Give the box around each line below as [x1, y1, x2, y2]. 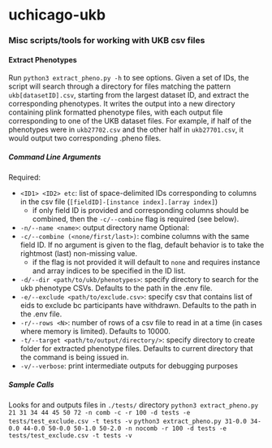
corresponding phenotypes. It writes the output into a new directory [8, 99, 235, 109]
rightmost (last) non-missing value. [19, 249, 138, 259]
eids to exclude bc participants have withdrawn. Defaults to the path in [19, 301, 257, 311]
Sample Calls [8, 380, 54, 389]
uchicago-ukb [8, 6, 106, 24]
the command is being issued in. [19, 352, 129, 363]
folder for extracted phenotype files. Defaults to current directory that [19, 344, 253, 354]
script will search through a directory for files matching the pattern [8, 81, 231, 91]
